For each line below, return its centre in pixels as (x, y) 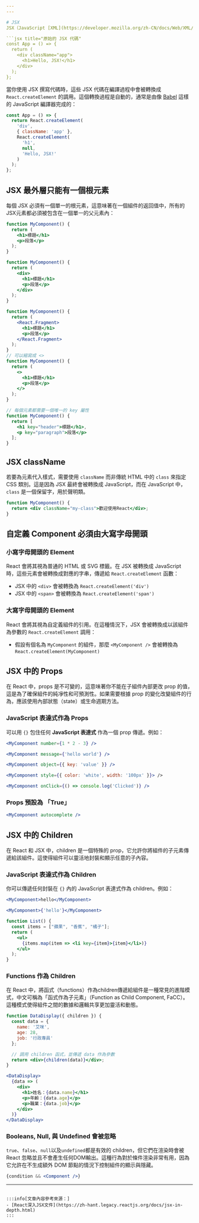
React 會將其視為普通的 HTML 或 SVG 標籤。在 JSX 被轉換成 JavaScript (94, 566)
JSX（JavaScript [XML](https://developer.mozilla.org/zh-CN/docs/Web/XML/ (100, 28)
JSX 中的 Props (35, 671)
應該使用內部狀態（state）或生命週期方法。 (69, 701)
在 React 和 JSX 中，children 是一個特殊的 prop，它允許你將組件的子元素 (95, 850)
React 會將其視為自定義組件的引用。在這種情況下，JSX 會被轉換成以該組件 (97, 624)
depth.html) (21, 1211)
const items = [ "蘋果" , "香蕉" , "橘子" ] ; (61, 927)
